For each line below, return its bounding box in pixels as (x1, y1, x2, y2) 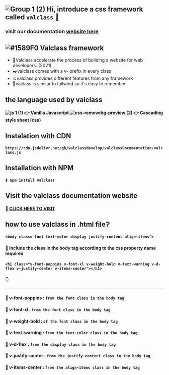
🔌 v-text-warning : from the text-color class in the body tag (5, 330, 138, 336)
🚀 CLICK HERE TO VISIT (5, 205, 55, 212)
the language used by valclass (5, 95, 103, 104)
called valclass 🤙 (5, 13, 59, 22)
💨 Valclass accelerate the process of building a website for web (12, 57, 143, 63)
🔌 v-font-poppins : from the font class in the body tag (5, 295, 125, 301)
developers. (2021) (12, 63, 52, 69)
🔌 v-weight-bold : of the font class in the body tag (5, 318, 118, 324)
